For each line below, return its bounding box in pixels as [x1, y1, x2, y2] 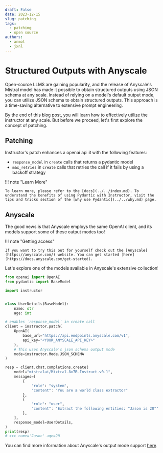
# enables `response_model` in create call [5, 320, 95, 324]
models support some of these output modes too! [5, 229, 105, 235]
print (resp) [5, 429, 29, 434]
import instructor [5, 288, 43, 293]
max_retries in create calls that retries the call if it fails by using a [12, 164, 144, 170]
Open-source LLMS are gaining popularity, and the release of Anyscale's [5, 81, 152, 87]
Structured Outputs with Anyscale [5, 65, 147, 76]
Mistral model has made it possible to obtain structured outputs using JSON [5, 87, 158, 93]
